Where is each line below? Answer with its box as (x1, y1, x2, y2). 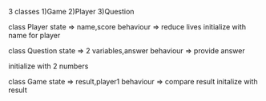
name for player (8, 31, 61, 40)
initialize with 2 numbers (8, 61, 89, 71)
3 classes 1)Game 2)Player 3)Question (8, 7, 135, 16)
